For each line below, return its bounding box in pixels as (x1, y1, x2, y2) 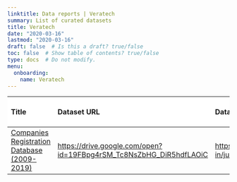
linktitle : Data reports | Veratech (7, 10, 115, 18)
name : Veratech (20, 75, 65, 83)
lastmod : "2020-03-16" (7, 37, 74, 44)
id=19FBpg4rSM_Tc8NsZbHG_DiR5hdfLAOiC (57, 150, 208, 159)
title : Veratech (7, 23, 55, 30)
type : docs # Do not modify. (7, 56, 97, 63)
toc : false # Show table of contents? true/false (7, 50, 159, 57)
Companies (11, 128, 49, 138)
